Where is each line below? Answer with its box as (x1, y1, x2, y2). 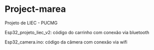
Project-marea (4, 3, 66, 15)
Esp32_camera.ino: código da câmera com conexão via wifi (4, 39, 128, 45)
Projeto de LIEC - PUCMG (4, 20, 58, 26)
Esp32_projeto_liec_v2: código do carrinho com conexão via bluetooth (4, 29, 149, 35)
